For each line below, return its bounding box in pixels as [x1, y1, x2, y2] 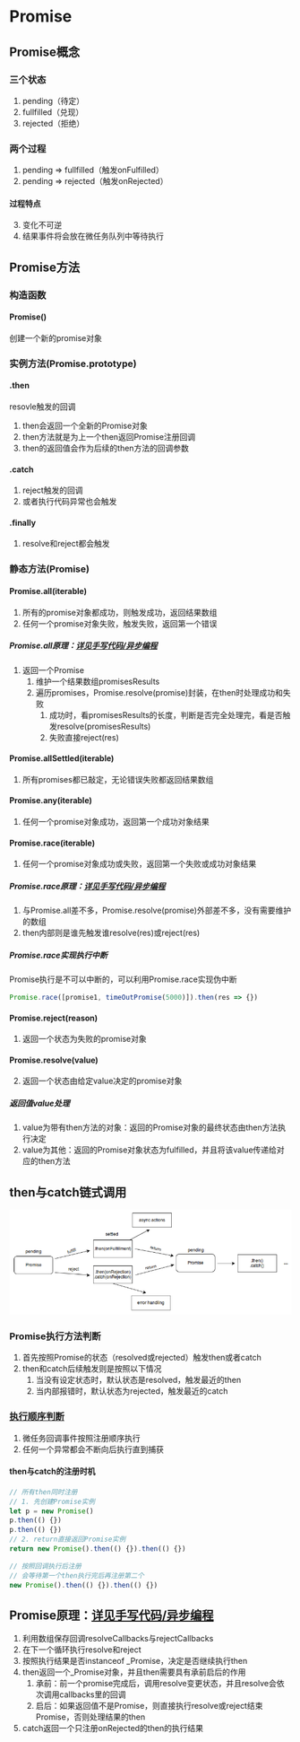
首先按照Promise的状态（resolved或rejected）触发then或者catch [21, 1352, 262, 1363]
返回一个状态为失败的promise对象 [21, 1034, 148, 1045]
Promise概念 [9, 44, 81, 59]
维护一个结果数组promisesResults [35, 676, 160, 687]
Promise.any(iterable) [9, 795, 92, 806]
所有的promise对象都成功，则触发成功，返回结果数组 [21, 607, 218, 617]
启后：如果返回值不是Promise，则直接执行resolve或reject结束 [35, 1701, 263, 1711]
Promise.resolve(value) [9, 1055, 99, 1065]
